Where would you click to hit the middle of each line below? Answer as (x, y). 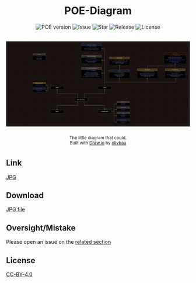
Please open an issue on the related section (59, 242)
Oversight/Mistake (41, 228)
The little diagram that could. (98, 138)
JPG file (15, 209)
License (21, 260)
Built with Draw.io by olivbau (98, 143)
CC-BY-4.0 (19, 274)
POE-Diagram (98, 11)
